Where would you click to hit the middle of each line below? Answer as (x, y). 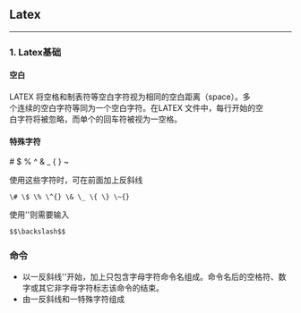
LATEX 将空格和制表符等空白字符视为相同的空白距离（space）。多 (130, 97)
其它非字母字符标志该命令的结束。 (101, 288)
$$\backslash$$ (38, 232)
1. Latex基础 (35, 52)
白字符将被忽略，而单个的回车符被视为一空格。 (95, 119)
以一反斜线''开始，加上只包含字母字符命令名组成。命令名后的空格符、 (150, 277)
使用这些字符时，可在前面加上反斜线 (76, 180)
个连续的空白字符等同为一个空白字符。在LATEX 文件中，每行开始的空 (137, 107)
